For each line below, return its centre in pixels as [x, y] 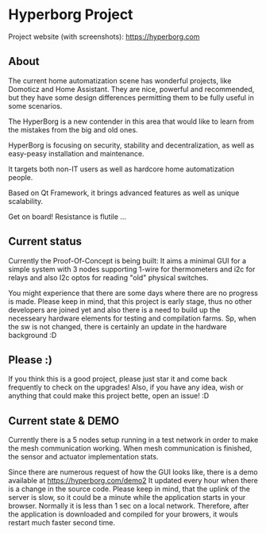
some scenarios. [35, 106]
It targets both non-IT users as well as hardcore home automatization [121, 169]
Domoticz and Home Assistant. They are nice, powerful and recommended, [131, 89]
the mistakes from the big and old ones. [73, 129]
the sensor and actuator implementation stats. [83, 457]
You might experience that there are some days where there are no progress [133, 293]
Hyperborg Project [71, 15]
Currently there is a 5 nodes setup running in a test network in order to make [133, 440]
